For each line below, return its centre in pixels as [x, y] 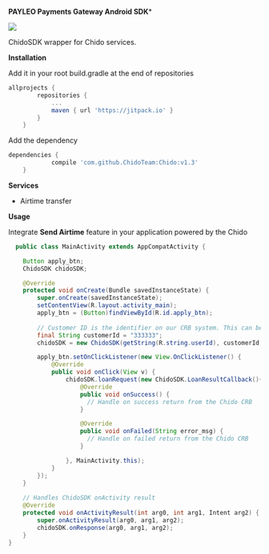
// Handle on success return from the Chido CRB [169, 402]
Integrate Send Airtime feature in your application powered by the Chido [128, 232]
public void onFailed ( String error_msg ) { [152, 431]
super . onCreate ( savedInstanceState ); [100, 298]
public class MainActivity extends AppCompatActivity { [110, 247]
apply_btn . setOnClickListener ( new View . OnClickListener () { [139, 357]
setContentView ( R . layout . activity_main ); [107, 305]
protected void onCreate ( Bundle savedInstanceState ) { [116, 291]
